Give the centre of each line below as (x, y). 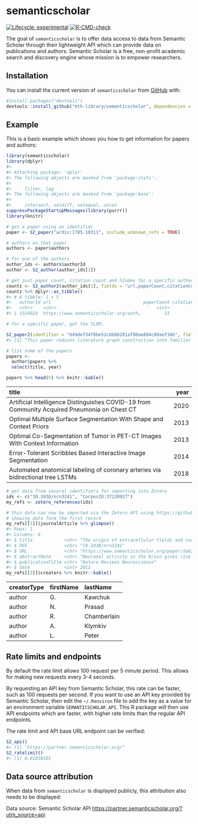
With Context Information (44, 444)
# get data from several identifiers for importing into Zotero (87, 491)
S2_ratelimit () (25, 753)
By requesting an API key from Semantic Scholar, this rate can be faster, (93, 688)
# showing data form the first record (54, 518)
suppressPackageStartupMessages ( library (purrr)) (67, 211)
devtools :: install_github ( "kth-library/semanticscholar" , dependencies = (99, 106)
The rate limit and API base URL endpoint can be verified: (76, 731)
